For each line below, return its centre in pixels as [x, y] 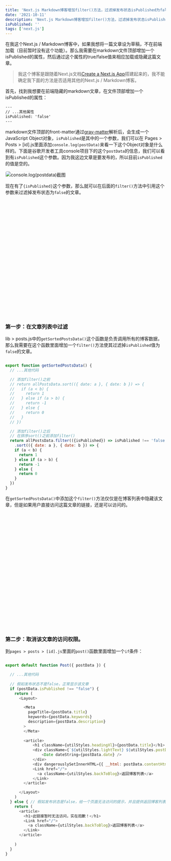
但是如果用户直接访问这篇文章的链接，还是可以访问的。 [72, 505]
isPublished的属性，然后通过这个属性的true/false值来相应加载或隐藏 [76, 57]
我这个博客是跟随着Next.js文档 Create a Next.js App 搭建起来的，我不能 [91, 74]
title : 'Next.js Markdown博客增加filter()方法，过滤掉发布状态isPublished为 [83, 10]
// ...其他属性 [20, 112]
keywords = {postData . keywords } [60, 717]
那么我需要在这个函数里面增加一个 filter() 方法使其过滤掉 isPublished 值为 [83, 345]
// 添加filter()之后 [30, 431]
